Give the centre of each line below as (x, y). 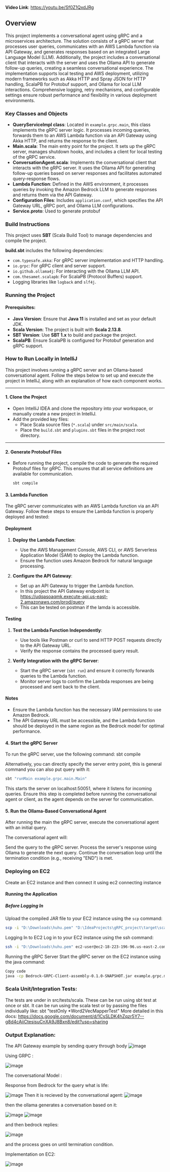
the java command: (25, 962)
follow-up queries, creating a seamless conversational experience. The (79, 68)
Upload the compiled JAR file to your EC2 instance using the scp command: (84, 919)
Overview (21, 23)
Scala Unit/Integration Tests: (41, 989)
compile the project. (26, 241)
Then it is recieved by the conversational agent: (74, 1095)
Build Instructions (28, 224)
